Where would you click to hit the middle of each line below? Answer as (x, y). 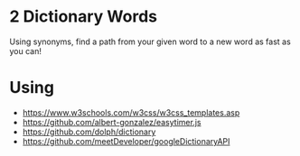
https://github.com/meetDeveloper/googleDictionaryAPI (126, 141)
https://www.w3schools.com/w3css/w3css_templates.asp (131, 112)
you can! (26, 50)
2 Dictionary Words (84, 17)
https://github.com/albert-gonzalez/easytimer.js (112, 122)
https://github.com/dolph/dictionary (89, 132)
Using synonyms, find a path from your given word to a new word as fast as (150, 41)
